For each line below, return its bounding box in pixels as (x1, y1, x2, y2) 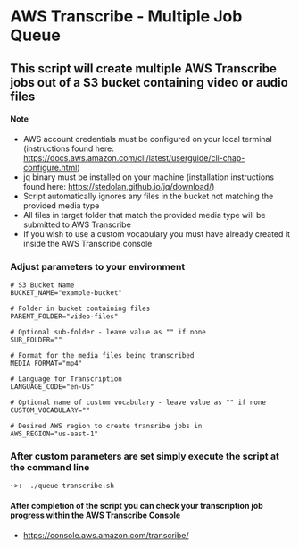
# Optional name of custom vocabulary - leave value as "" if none (10, 398, 267, 408)
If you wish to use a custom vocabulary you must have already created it (22, 228, 291, 239)
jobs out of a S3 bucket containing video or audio (10, 74, 288, 90)
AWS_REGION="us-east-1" (10, 429, 99, 439)
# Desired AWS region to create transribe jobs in (10, 422, 203, 431)
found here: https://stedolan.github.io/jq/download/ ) (22, 181, 215, 191)
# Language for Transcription (10, 375, 123, 384)
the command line (10, 461, 90, 473)
